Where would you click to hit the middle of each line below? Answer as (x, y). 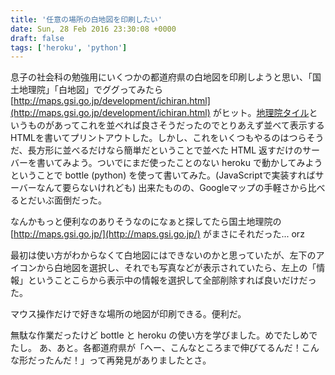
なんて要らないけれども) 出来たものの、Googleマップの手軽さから (172, 188)
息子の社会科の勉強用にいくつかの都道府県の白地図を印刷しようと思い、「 (161, 77)
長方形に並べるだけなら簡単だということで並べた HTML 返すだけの (165, 150)
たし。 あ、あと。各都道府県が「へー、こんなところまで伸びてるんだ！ (156, 348)
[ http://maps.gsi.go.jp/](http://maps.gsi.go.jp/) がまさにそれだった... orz (157, 234)
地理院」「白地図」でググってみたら (91, 90)
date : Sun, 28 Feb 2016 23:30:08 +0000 (93, 29)
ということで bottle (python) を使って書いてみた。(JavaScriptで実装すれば (163, 175)
